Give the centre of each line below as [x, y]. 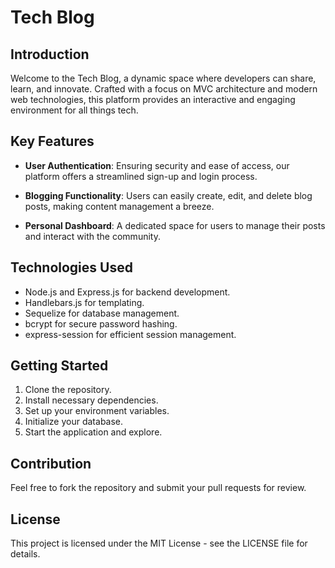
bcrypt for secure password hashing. [101, 323]
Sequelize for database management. [102, 313]
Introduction [50, 54]
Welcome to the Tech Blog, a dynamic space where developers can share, [163, 78]
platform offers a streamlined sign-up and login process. [141, 176]
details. [25, 554]
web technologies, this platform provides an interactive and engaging [153, 99]
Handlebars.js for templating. [84, 302]
